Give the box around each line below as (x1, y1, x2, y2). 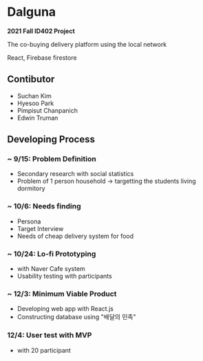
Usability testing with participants (17, 272, 112, 281)
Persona (17, 217, 41, 226)
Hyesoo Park (17, 99, 54, 107)
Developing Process (7, 133, 95, 145)
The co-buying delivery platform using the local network (7, 40, 167, 48)
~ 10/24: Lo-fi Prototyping (7, 249, 96, 259)
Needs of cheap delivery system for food (17, 232, 134, 240)
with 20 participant (17, 346, 71, 354)
